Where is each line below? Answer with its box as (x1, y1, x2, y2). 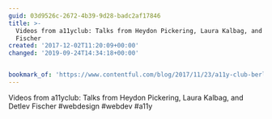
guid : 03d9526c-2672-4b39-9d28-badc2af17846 (8, 11, 161, 20)
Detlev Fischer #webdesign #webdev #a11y (8, 101, 153, 111)
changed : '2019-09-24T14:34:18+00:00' (8, 49, 139, 57)
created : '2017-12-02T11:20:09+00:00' (8, 42, 139, 50)
